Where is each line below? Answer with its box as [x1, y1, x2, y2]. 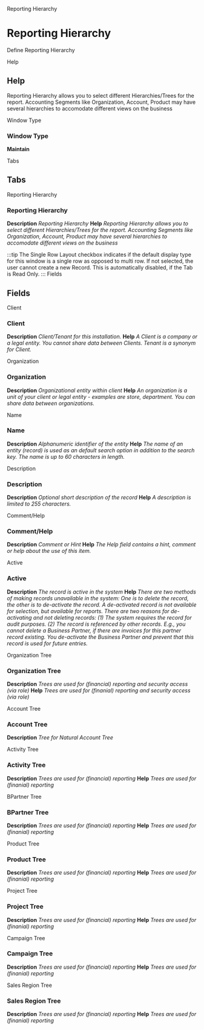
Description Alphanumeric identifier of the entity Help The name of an [7, 440, 183, 447]
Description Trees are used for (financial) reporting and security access [7, 680, 188, 688]
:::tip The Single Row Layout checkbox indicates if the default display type [7, 251, 191, 259]
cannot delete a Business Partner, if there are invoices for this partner [7, 626, 181, 634]
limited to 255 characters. [7, 500, 71, 507]
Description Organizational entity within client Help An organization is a [7, 387, 187, 394]
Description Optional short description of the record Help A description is [7, 494, 191, 501]
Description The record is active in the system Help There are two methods [7, 588, 196, 595]
